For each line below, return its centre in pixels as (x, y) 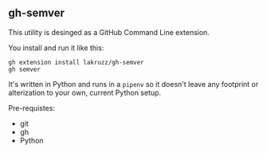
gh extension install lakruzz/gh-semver (77, 62)
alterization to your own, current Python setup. (85, 92)
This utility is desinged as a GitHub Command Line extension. (109, 32)
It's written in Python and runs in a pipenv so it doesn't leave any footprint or (133, 84)
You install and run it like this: (56, 48)
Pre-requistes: (32, 108)
